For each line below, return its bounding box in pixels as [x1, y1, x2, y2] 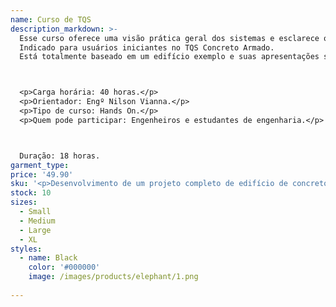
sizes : [10, 197, 38, 208]
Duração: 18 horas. [19, 151, 101, 161]
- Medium [19, 216, 56, 226]
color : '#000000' [28, 262, 101, 273]
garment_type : [10, 160, 70, 170]
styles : [10, 244, 43, 254]
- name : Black [19, 253, 78, 263]
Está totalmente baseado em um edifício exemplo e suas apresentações [19, 52, 320, 62]
